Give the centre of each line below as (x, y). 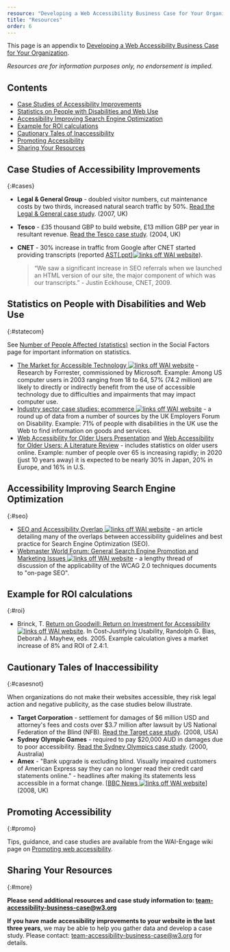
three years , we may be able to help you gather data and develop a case (110, 928)
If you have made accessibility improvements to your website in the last (111, 920)
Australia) (30, 754)
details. (17, 942)
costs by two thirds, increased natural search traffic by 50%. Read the (116, 206)
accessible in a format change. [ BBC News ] (112, 783)
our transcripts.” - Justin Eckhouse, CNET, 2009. (103, 283)
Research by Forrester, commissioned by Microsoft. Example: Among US (119, 372)
